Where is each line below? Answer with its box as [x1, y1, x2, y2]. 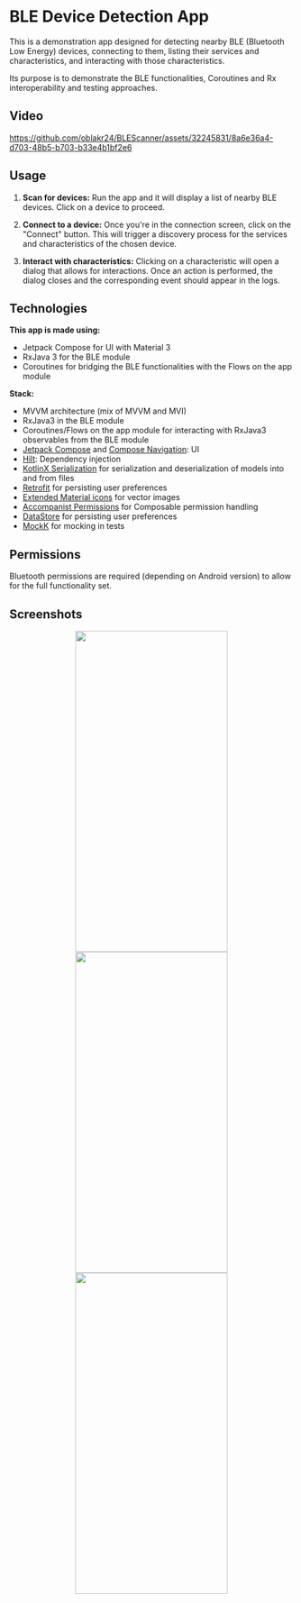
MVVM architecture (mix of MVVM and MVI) [22, 405, 187, 416]
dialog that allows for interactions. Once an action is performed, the [22, 265, 273, 276]
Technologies [9, 300, 88, 316]
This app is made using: [9, 324, 101, 335]
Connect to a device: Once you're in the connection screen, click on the [22, 219, 291, 230]
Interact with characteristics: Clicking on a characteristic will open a [22, 255, 279, 267]
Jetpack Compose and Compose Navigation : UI [22, 444, 200, 455]
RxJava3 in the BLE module [22, 415, 124, 426]
